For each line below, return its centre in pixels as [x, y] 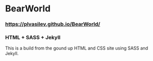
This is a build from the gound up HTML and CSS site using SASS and [77, 48]
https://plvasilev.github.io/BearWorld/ [53, 24]
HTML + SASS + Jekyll [33, 38]
